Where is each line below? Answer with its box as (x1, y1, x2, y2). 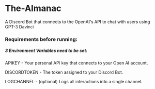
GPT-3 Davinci (5, 24, 34, 29)
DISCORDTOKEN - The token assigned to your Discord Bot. (5, 69, 124, 75)
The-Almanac (5, 3, 62, 14)
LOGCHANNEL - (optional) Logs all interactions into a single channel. (5, 78, 143, 84)
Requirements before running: (5, 36, 77, 42)
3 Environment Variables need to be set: (5, 48, 88, 53)
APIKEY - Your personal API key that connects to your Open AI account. (5, 60, 148, 65)
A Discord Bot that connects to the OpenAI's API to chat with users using (5, 19, 150, 25)
